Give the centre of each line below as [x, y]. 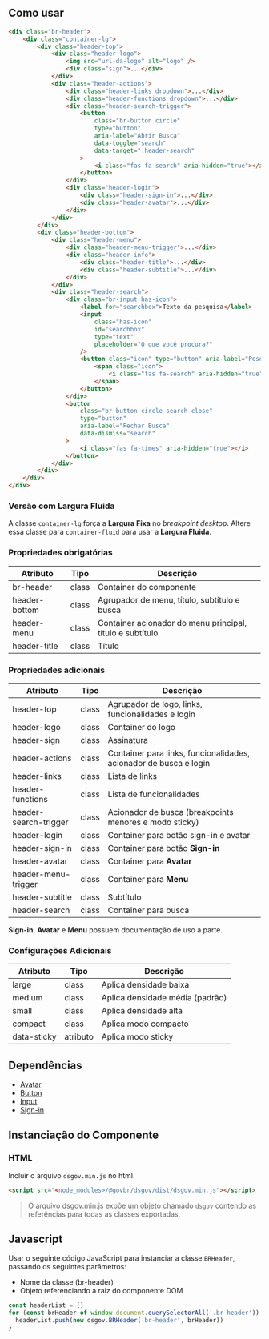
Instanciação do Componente [84, 1135]
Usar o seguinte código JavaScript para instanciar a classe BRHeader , [122, 1258]
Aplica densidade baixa [145, 985]
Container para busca [149, 910]
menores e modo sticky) [153, 822]
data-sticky [34, 1037]
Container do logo [142, 727]
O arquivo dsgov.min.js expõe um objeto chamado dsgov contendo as [142, 1205]
